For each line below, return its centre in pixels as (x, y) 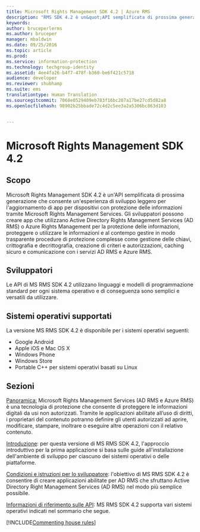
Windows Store (33, 361)
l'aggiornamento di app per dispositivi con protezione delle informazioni (94, 207)
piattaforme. (21, 462)
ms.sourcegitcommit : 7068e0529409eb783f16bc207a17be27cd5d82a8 (86, 100)
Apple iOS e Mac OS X (42, 349)
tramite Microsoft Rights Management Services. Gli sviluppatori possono (95, 214)
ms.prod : (17, 56)
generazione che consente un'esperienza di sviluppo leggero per (86, 201)
